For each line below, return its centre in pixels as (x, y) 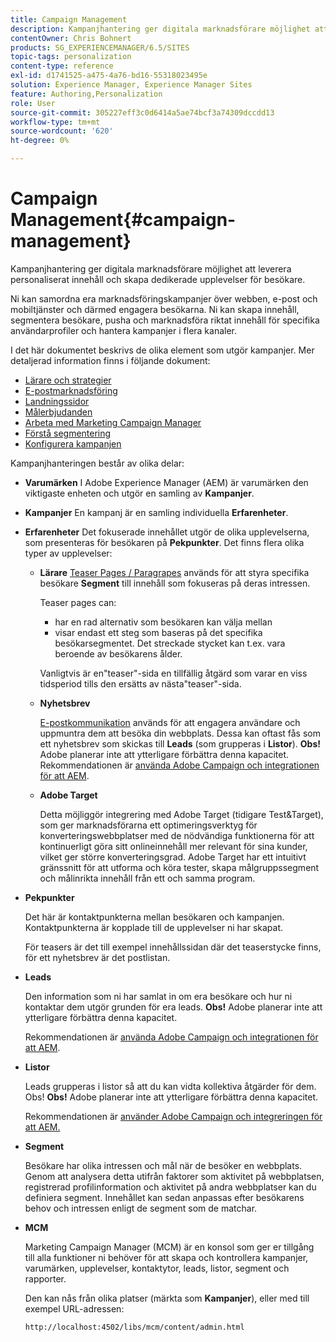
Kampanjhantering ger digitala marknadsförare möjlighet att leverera (151, 268)
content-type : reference (62, 66)
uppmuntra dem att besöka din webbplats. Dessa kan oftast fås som (180, 733)
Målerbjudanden (58, 412)
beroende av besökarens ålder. (118, 653)
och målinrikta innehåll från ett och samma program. (147, 878)
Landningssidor (57, 401)
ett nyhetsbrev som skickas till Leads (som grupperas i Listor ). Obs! (180, 743)
